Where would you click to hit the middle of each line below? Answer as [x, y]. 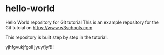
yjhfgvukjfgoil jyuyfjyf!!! [30, 47]
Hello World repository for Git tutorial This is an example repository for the [82, 22]
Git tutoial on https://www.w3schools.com [49, 27]
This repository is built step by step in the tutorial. [57, 37]
